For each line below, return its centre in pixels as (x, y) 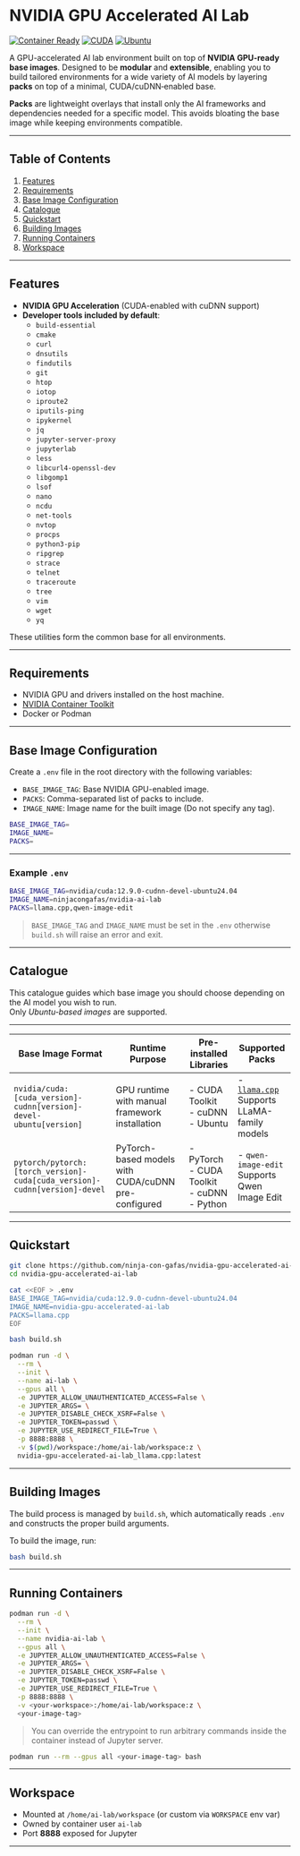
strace (48, 563)
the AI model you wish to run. (63, 1002)
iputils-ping (60, 411)
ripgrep (50, 553)
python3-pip (58, 544)
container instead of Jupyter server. (97, 1740)
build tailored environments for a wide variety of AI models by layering (138, 76)
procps (48, 535)
